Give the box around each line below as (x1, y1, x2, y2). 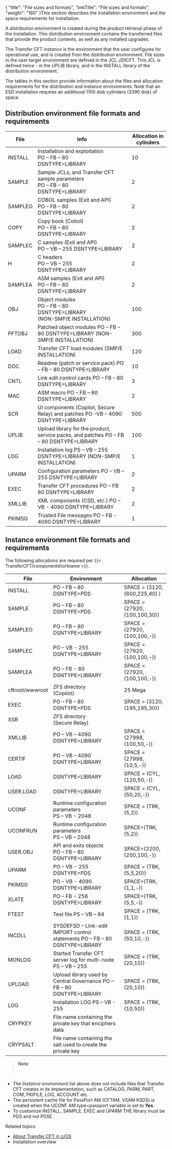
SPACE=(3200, (123, 845, 161, 852)
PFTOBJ (8, 330, 28, 337)
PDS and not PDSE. (12, 1113, 54, 1119)
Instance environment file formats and (5, 535, 131, 544)
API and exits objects (53, 842, 104, 849)
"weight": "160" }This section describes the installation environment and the (5, 10, 166, 16)
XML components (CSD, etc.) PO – (37, 497, 121, 504)
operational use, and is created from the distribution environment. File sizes (5, 51, 165, 58)
